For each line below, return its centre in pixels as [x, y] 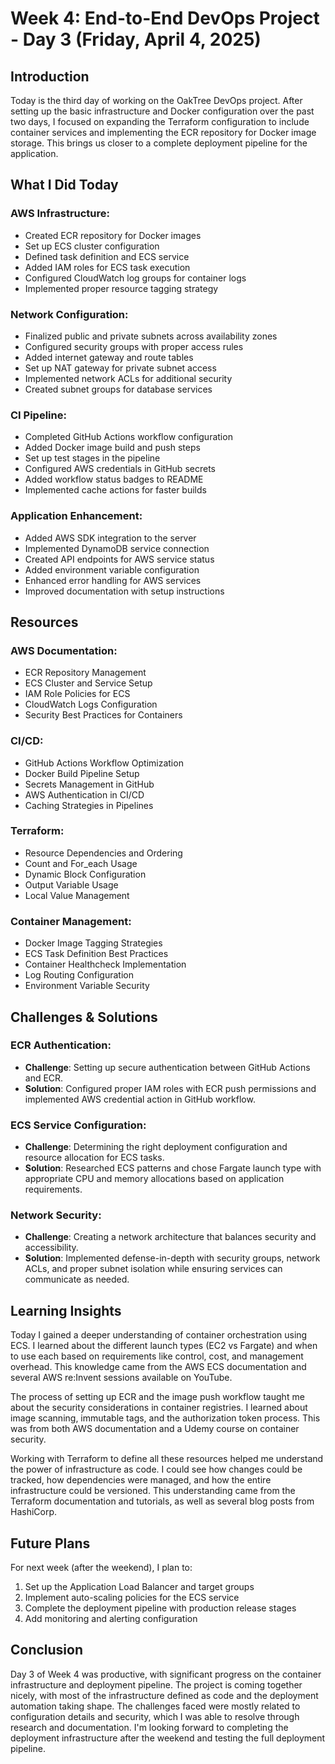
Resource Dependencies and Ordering [103, 853]
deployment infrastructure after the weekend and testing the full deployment [168, 1738]
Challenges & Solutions [84, 1017]
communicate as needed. [77, 1279]
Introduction [50, 76]
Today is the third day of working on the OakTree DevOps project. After [156, 100]
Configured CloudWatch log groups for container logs [135, 278]
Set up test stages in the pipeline [92, 458]
